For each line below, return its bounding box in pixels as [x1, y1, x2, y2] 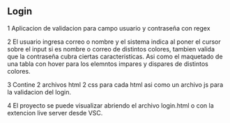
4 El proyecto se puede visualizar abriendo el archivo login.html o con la [7, 101, 214, 110]
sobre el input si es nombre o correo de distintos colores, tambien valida [7, 44, 215, 53]
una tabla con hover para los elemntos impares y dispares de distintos [7, 59, 209, 68]
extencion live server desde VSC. [7, 108, 103, 117]
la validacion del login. [7, 88, 72, 96]
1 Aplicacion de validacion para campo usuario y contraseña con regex [7, 24, 210, 32]
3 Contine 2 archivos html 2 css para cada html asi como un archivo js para [7, 80, 224, 89]
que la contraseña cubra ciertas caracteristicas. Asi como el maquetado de [7, 52, 223, 60]
